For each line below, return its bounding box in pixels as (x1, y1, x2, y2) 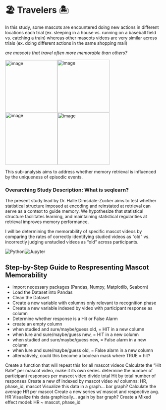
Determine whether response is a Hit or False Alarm (12, 316, 118, 322)
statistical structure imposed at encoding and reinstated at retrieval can (5, 203, 151, 209)
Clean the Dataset (12, 295, 50, 301)
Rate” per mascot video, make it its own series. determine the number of (5, 368, 153, 374)
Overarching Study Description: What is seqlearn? (5, 186, 129, 193)
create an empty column (12, 321, 62, 327)
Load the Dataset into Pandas (12, 289, 73, 295)
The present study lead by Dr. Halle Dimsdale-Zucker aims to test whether (5, 198, 157, 204)
